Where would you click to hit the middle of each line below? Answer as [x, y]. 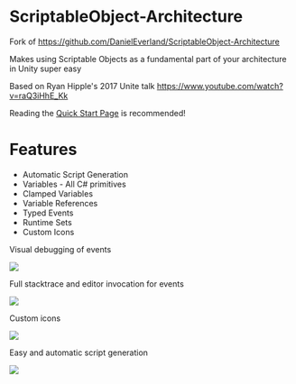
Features [43, 150]
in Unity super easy [46, 69]
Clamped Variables [57, 193]
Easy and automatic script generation [79, 352]
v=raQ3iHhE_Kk [39, 96]
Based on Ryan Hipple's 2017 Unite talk [82, 86]
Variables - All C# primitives [74, 184]
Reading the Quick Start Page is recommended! [98, 113]
